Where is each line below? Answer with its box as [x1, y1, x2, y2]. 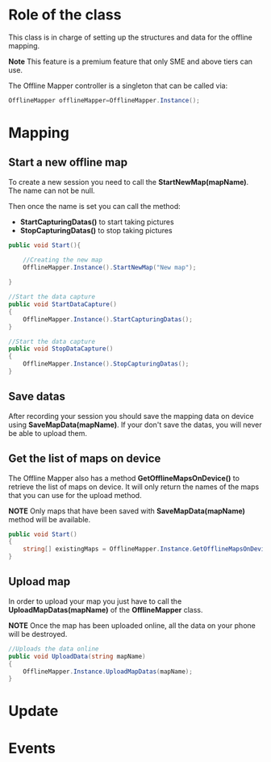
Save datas [8, 390, 66, 404]
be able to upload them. [8, 428, 87, 438]
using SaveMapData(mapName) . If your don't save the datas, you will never [8, 420, 262, 429]
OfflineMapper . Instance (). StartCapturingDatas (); [23, 315, 194, 324]
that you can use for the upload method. [8, 490, 143, 500]
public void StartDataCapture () [8, 300, 117, 308]
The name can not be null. [8, 186, 95, 195]
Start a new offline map [8, 156, 127, 170]
